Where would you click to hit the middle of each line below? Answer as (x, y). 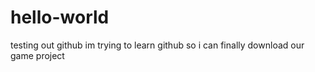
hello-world (60, 17)
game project (37, 55)
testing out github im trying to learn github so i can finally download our (157, 45)
